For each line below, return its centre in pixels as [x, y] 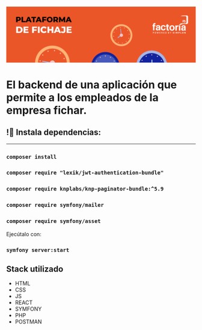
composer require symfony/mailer [55, 205]
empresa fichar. [47, 110]
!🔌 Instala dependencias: [54, 133]
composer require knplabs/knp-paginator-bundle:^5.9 [85, 189]
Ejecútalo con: [24, 234]
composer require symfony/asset [54, 221]
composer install [32, 157]
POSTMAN [28, 322]
